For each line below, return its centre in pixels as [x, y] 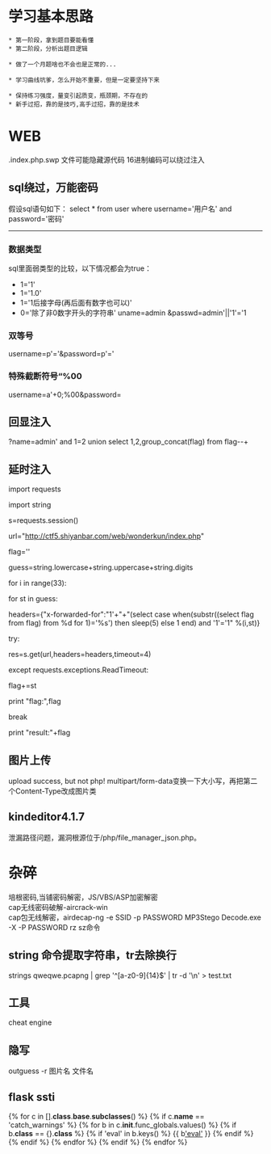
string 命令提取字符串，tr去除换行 [93, 956]
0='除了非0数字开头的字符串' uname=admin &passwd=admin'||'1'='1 [133, 313]
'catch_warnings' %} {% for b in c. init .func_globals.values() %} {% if [123, 1125]
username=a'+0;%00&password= [65, 394]
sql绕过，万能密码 [53, 188]
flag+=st [23, 686]
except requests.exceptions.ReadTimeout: [79, 670]
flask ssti [32, 1097]
